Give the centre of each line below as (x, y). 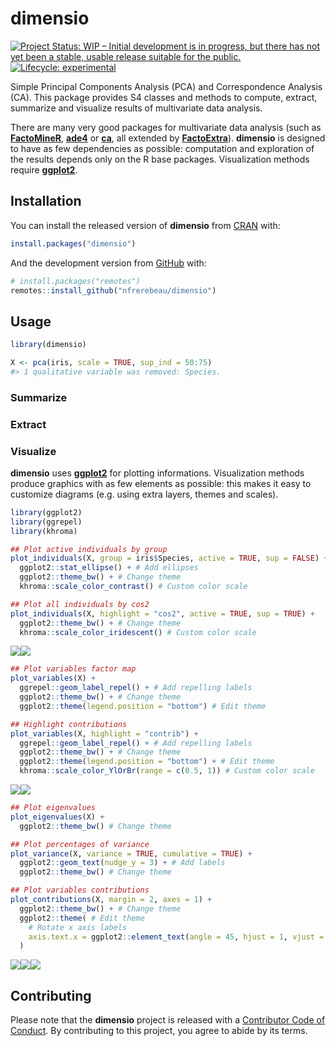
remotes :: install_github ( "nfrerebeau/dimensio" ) (113, 290)
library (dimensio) (48, 345)
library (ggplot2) (46, 512)
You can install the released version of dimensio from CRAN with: (145, 225)
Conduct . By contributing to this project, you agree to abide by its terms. (159, 1031)
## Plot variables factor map (73, 669)
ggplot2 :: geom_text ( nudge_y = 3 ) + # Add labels (122, 863)
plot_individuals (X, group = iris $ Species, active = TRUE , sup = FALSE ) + (169, 558)
